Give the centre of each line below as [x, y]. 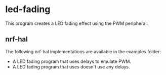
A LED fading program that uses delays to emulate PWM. [72, 61]
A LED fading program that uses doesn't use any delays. [71, 66]
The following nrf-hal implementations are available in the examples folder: [83, 51]
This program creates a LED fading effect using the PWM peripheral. [77, 23]
